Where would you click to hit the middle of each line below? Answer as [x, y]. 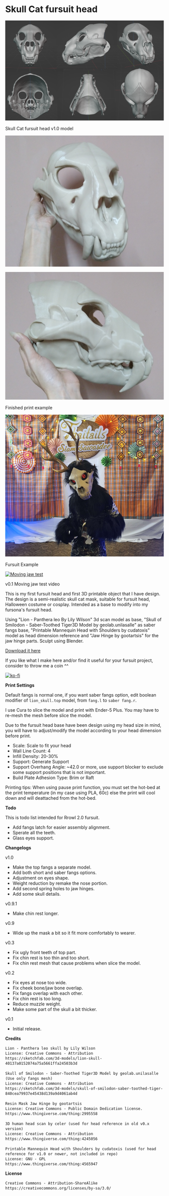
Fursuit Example [22, 565]
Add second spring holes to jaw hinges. [53, 889]
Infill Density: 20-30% [35, 756]
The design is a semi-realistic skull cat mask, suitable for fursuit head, [78, 599]
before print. [18, 736]
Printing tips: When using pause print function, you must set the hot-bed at [83, 788]
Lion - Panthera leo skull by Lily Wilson [50, 1049]
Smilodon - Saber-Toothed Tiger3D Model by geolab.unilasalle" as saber [80, 625]
